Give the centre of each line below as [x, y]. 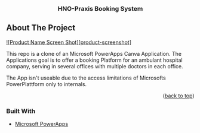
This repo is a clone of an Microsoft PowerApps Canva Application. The [94, 53]
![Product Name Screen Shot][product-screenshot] [69, 42]
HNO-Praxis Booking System [100, 8]
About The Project [41, 28]
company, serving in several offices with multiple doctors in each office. [95, 66]
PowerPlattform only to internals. [47, 84]
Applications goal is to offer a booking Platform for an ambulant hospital [95, 60]
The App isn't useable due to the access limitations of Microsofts [86, 78]
